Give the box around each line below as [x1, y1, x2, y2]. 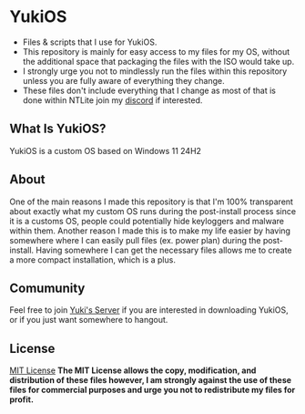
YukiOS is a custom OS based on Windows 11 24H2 [9, 145, 202, 156]
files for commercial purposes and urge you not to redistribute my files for [9, 385, 296, 396]
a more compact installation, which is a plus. [9, 254, 176, 265]
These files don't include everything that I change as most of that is [22, 85, 276, 96]
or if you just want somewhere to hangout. [9, 315, 168, 326]
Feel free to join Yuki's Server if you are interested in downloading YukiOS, [9, 305, 289, 316]
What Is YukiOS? [9, 121, 107, 137]
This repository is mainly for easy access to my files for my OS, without [22, 46, 290, 57]
